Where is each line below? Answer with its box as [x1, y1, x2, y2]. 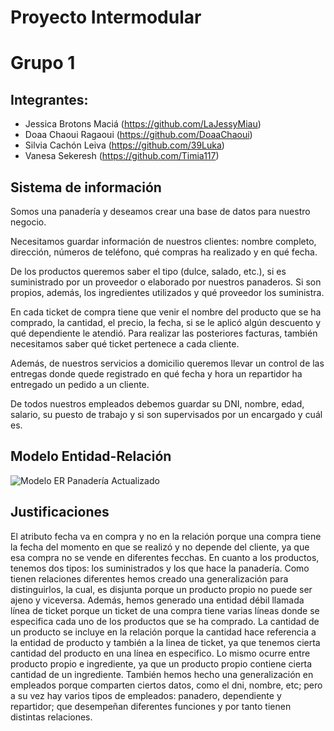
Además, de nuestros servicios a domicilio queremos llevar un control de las [10, 357, 325, 369]
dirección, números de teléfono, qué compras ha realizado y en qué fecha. [10, 246, 318, 258]
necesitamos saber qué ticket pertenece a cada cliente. [10, 338, 240, 350]
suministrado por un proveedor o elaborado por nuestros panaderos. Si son [10, 276, 322, 288]
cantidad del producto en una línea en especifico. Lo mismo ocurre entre [10, 647, 311, 659]
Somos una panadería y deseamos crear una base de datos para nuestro [10, 206, 311, 217]
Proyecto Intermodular [10, 6, 202, 29]
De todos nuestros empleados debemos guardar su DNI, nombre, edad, [10, 398, 305, 410]
